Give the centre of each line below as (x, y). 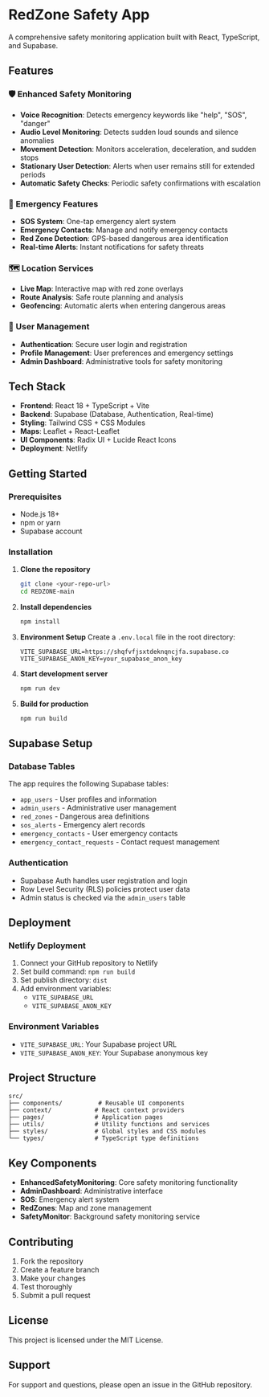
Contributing (41, 1242)
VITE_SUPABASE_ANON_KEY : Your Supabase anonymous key (114, 1052)
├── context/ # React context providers (96, 1110)
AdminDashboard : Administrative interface (91, 1191)
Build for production (54, 704)
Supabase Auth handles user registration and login (104, 880)
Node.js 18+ (40, 514)
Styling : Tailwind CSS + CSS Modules (83, 423)
